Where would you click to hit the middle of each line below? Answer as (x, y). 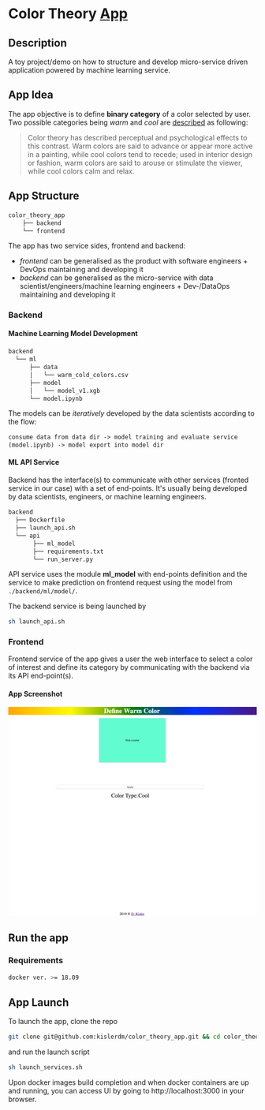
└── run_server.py (63, 559)
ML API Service (34, 462)
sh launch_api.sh (37, 621)
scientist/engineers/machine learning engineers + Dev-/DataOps (125, 286)
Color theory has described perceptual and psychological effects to (137, 137)
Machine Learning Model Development (73, 334)
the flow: (22, 421)
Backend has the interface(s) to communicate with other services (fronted (129, 480)
